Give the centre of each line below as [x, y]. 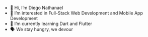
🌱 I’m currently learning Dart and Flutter [51, 23]
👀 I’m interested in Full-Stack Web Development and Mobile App [77, 13]
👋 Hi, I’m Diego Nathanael [36, 8]
